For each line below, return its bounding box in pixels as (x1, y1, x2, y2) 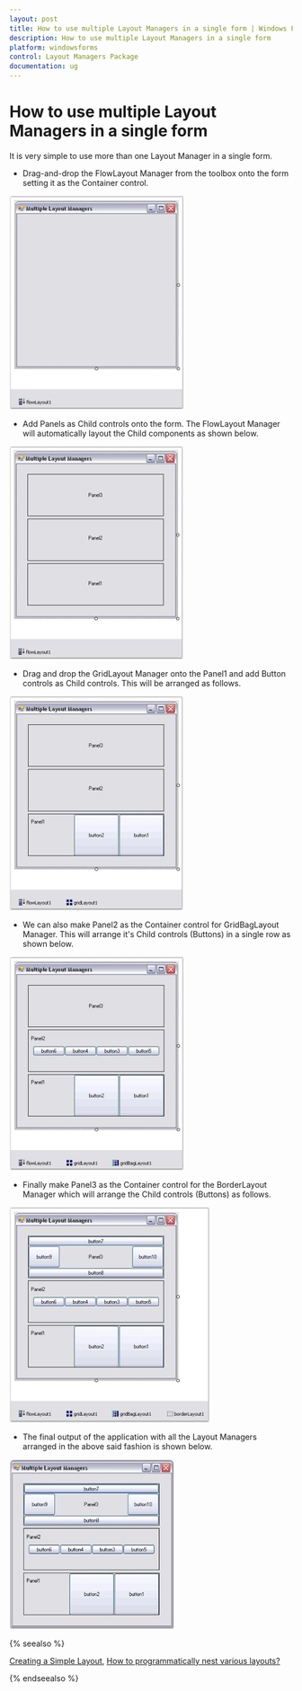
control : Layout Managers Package (9, 52, 139, 62)
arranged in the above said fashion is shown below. (22, 1440, 213, 1451)
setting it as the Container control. (22, 177, 149, 188)
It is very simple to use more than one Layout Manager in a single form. (9, 150, 272, 161)
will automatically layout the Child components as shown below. (22, 428, 259, 438)
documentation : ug (9, 62, 78, 71)
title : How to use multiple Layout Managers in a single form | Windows (9, 23, 288, 33)
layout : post (9, 14, 58, 23)
